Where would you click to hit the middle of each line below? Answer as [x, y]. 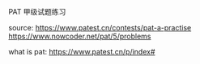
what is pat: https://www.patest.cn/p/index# [82, 52]
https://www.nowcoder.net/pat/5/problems [80, 36]
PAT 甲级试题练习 [37, 12]
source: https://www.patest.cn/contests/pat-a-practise [100, 28]
